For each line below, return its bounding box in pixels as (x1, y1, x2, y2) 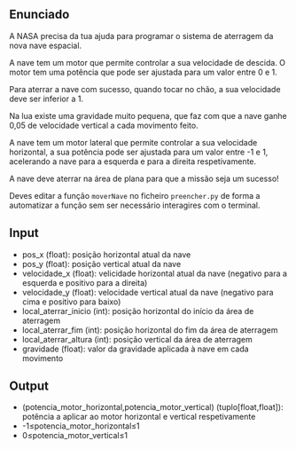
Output (9, 379, 49, 394)
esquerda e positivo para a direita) (21, 277, 148, 288)
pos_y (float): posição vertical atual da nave (21, 258, 182, 269)
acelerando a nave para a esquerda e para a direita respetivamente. (9, 155, 257, 167)
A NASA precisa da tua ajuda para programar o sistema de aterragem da (9, 30, 274, 41)
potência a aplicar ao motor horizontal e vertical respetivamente (21, 412, 256, 422)
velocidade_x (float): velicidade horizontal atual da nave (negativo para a (21, 268, 288, 279)
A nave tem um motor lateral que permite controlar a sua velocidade (9, 137, 258, 147)
